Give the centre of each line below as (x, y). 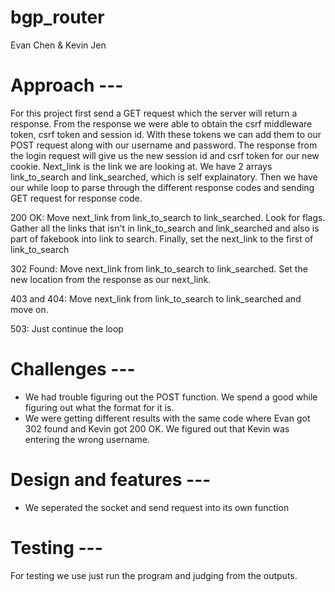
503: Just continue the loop (67, 328)
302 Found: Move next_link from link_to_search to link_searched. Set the (159, 268)
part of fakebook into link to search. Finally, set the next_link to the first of (162, 238)
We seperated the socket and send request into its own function (157, 507)
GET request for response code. (76, 198)
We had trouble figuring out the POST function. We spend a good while (171, 397)
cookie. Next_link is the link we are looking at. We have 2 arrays (141, 166)
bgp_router (57, 17)
